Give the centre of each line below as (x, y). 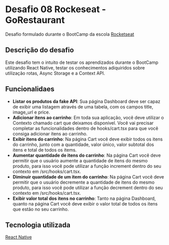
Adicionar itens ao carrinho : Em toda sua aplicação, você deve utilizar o (88, 117)
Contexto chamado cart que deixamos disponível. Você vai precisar (83, 123)
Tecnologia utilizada (38, 225)
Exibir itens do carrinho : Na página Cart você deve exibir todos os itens (88, 139)
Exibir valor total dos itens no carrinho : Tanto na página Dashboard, (84, 198)
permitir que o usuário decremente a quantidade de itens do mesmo (83, 182)
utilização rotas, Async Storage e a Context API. (55, 73)
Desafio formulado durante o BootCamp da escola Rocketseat (70, 34)
